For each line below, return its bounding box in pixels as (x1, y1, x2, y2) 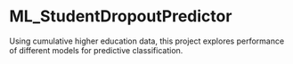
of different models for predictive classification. (9, 44, 183, 55)
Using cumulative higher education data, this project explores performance (9, 36, 285, 46)
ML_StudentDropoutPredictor (9, 6, 232, 27)
